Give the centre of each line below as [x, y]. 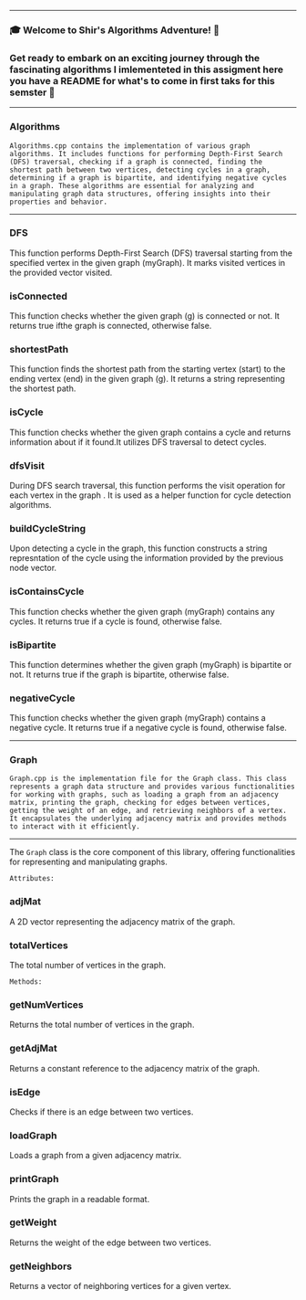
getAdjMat [33, 1049]
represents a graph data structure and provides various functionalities [153, 787]
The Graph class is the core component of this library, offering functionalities [153, 852]
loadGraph [33, 1136]
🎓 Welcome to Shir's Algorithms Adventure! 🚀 [115, 30]
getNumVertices [46, 1004]
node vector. [33, 568]
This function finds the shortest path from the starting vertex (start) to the [148, 369]
